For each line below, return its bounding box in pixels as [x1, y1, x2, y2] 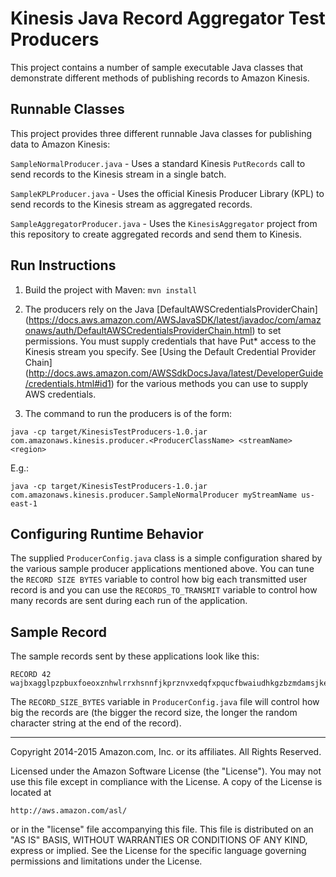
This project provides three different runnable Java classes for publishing [10, 127, 313, 139]
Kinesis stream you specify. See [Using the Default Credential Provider [24, 345, 317, 357]
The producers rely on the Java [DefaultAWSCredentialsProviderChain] [24, 303, 318, 315]
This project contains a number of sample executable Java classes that [10, 61, 304, 73]
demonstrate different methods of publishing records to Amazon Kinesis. [10, 72, 310, 84]
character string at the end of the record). [10, 717, 182, 729]
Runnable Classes [10, 101, 125, 118]
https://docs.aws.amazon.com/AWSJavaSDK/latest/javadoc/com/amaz [28, 313, 322, 326]
